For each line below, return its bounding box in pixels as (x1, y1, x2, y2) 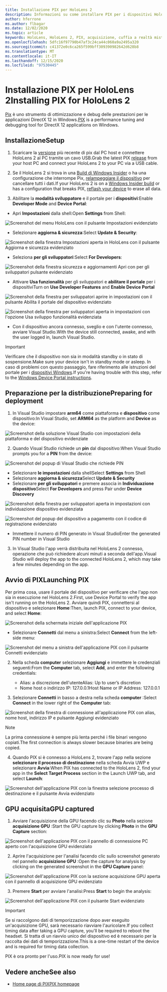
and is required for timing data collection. (5, 944, 89, 950)
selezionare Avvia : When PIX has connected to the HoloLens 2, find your (12, 765, 161, 771)
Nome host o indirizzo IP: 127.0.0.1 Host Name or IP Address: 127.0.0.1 (19, 685, 160, 691)
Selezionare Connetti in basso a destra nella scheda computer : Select (12, 694, 157, 700)
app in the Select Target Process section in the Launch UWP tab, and (12, 770, 156, 776)
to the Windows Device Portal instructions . (5, 374, 92, 380)
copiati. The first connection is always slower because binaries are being (5, 739, 153, 745)
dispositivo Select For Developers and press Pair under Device (12, 486, 142, 492)
